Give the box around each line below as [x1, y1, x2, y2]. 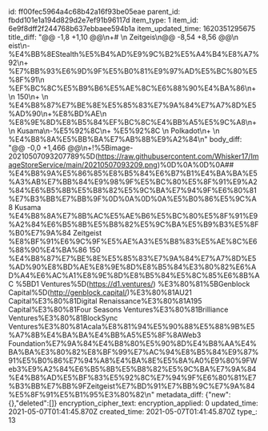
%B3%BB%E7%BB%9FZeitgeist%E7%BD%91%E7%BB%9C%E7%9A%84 [8, 381, 256, 391]
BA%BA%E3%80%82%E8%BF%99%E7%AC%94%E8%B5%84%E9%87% [8, 348, 259, 356]
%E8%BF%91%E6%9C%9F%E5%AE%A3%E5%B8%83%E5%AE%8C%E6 [8, 236, 258, 246]
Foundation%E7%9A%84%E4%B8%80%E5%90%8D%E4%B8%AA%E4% [8, 339, 258, 348]
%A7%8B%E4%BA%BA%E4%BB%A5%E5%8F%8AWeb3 [8, 330, 202, 340]
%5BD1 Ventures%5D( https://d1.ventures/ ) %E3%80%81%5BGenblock [15, 280, 250, 288]
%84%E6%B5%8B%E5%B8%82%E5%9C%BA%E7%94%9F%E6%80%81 [8, 186, 258, 195]
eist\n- [8, 41, 30, 50]
